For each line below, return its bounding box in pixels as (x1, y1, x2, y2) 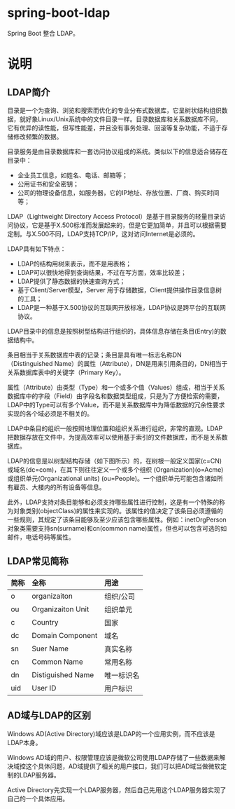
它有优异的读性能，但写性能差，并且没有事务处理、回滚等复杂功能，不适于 (7, 123, 222, 132)
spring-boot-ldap (7, 5, 111, 21)
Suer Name (31, 644, 69, 653)
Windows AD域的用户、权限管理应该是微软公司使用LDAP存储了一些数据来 (7, 753, 220, 761)
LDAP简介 (7, 86, 50, 98)
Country (31, 617, 59, 627)
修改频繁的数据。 (13, 132, 63, 141)
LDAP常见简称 (7, 555, 69, 567)
